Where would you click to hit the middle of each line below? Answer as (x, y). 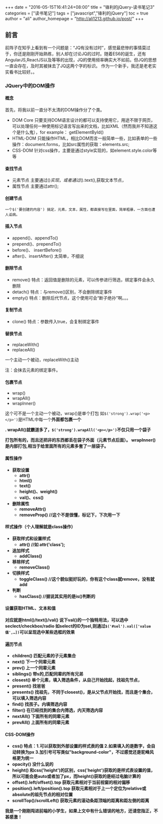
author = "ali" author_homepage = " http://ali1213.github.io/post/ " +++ (74, 19)
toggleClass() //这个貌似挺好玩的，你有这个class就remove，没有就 (87, 579)
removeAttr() (33, 509)
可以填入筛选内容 (29, 698)
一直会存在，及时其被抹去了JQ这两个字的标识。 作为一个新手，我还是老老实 (81, 66)
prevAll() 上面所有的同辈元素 (41, 722)
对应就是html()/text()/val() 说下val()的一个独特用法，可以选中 (67, 620)
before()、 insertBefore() (37, 250)
